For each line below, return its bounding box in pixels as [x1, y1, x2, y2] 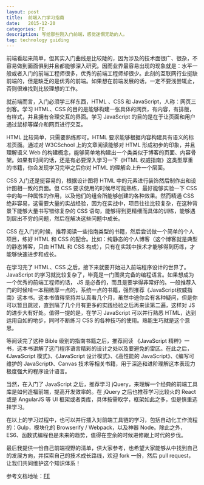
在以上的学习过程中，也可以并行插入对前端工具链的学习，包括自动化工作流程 [6, 416, 198, 423]
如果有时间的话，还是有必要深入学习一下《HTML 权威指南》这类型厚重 [16, 156, 193, 163]
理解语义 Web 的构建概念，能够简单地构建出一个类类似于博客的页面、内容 [6, 149, 191, 156]
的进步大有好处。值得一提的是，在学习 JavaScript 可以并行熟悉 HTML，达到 [6, 309, 197, 316]
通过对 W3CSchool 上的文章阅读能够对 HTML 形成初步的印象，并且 [27, 141, 195, 148]
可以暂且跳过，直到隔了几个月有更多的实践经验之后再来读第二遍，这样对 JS [6, 301, 195, 309]
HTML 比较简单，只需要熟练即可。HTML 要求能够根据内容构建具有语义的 [6, 134, 189, 140]
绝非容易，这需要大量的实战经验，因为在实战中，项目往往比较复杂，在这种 [6, 200, 192, 207]
